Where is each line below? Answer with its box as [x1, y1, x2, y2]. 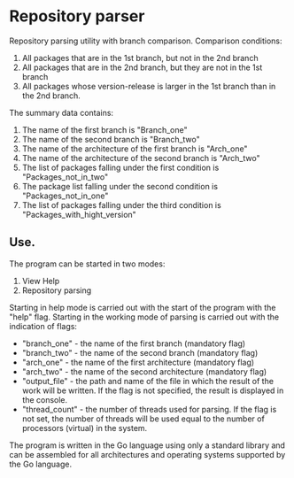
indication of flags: [9, 320, 78, 331]
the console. [21, 394, 68, 405]
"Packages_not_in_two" [21, 171, 109, 182]
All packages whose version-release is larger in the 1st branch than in [21, 81, 276, 91]
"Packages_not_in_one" [21, 190, 109, 201]
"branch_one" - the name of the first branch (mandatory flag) [21, 338, 246, 349]
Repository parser [9, 6, 145, 27]
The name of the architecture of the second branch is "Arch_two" [21, 152, 260, 163]
